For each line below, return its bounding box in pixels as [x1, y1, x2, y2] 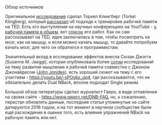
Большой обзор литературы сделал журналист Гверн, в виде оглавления [5, 89, 158, 94]
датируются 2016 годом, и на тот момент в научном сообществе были [5, 104, 152, 110]
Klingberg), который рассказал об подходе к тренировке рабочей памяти [5, 19, 158, 24]
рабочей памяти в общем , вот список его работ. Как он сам [5, 29, 130, 34]
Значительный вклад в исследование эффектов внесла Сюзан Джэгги [5, 54, 151, 60]
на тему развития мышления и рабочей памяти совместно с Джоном [5, 64, 150, 70]
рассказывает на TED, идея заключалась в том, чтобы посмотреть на [5, 34, 150, 40]
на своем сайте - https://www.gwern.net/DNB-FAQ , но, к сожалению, [5, 94, 147, 100]
